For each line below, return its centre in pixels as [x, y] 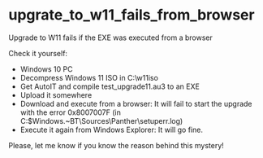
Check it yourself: [38, 53]
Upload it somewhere [56, 94]
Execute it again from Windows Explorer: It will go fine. [111, 129]
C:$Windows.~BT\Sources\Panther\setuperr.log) [101, 121]
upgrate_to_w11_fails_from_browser [131, 15]
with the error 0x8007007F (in [71, 112]
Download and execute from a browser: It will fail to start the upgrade [136, 103]
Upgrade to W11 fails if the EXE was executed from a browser [111, 37]
